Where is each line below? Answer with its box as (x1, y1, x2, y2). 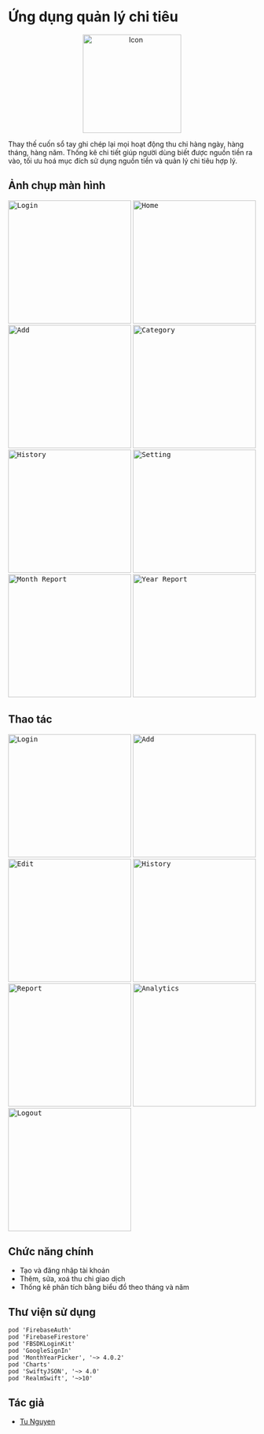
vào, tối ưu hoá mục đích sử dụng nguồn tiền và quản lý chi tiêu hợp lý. (8, 156, 238, 165)
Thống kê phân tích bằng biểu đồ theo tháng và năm (19, 1283, 190, 1292)
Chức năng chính (8, 1245, 94, 1258)
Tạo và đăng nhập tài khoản (19, 1265, 110, 1276)
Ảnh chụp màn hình (8, 179, 106, 192)
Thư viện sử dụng (8, 1305, 96, 1319)
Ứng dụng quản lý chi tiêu (8, 8, 178, 26)
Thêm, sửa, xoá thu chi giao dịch (19, 1274, 126, 1284)
